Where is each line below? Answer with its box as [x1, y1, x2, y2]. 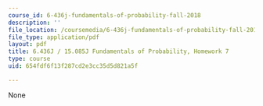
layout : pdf [8, 41, 47, 48]
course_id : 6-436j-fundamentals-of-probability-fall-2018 [8, 11, 201, 19]
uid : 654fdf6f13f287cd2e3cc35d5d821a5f [8, 62, 139, 70]
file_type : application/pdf [8, 33, 100, 41]
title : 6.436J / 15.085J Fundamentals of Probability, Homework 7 [8, 48, 229, 55]
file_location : [8, 26, 58, 34]
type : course [8, 55, 51, 63]
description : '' [8, 19, 61, 26]
